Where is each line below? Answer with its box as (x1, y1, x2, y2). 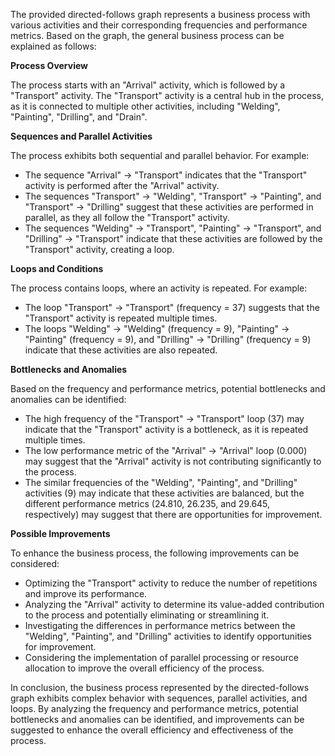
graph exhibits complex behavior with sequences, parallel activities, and (10, 692, 308, 704)
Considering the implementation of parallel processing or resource (24, 652, 299, 663)
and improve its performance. (24, 588, 148, 599)
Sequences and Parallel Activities (10, 130, 153, 142)
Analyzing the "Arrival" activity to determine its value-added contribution (24, 599, 325, 610)
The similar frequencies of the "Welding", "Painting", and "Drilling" (24, 477, 298, 488)
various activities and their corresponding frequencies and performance (10, 19, 308, 31)
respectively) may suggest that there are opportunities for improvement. (24, 509, 323, 520)
